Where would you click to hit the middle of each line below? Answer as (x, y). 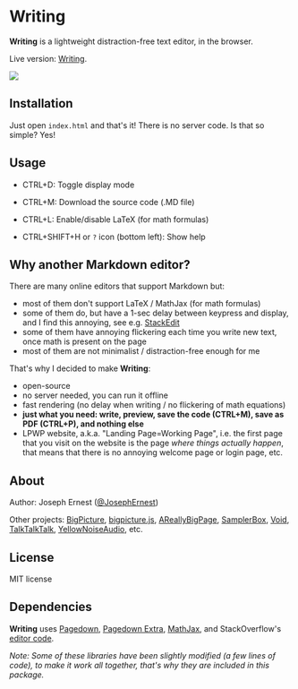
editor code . (32, 638)
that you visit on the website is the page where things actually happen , (153, 443)
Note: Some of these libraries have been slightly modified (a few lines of (142, 655)
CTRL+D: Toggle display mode (78, 185)
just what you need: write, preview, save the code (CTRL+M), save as (153, 415)
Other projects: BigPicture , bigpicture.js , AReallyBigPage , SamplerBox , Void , (149, 520)
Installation (41, 103)
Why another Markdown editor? (100, 265)
